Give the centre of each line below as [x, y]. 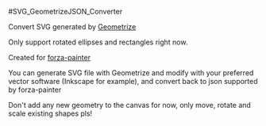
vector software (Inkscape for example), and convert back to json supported [133, 81]
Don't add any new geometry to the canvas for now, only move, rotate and [130, 105]
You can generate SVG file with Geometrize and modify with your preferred [131, 73]
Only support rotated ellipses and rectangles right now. [98, 42]
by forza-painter [35, 90]
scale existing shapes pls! [50, 113]
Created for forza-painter [50, 57]
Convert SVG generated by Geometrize [72, 27]
